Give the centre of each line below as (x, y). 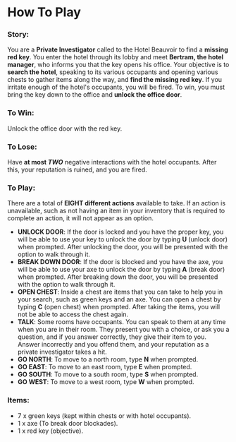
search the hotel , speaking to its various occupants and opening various (113, 72)
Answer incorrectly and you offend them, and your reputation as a (113, 345)
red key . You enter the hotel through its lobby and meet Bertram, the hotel (116, 57)
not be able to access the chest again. (73, 314)
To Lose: (22, 147)
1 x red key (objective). (50, 431)
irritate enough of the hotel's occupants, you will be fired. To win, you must (116, 87)
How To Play (44, 12)
